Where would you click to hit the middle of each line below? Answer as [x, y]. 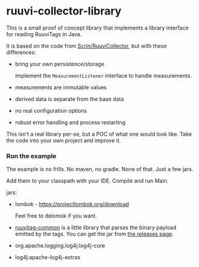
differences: [21, 52]
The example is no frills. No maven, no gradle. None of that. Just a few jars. [100, 169]
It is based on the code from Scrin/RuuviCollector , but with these [87, 46]
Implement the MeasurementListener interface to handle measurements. [103, 75]
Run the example [31, 156]
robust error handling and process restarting [70, 122]
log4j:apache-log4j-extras [48, 257]
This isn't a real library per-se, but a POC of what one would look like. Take [99, 134]
